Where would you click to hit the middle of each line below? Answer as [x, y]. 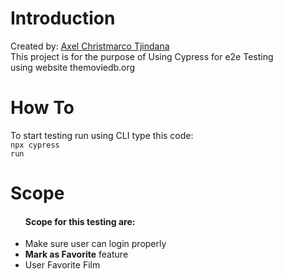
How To [42, 108]
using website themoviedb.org [73, 67]
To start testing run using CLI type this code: [102, 135]
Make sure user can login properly [95, 244]
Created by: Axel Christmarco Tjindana [90, 46]
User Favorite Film [62, 265]
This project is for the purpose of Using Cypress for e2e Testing [142, 56]
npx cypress [35, 145]
